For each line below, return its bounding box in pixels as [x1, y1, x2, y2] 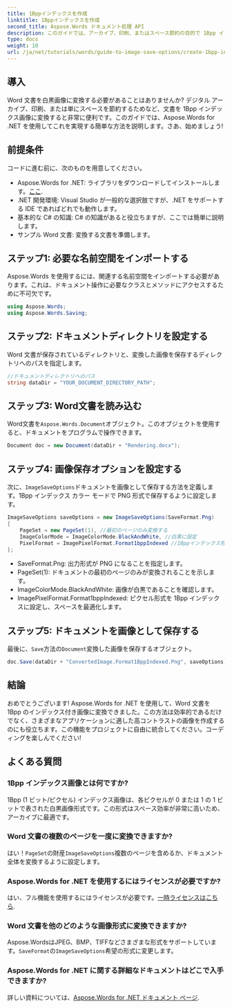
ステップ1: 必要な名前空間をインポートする [7, 252, 189, 264]
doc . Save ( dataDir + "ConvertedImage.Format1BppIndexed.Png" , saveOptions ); [7, 658, 230, 665]
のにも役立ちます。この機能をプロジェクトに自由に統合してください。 [7, 725, 206, 733]
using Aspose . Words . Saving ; [7, 309, 88, 317]
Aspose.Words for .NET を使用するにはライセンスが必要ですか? [7, 876, 221, 886]
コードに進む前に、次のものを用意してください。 [7, 163, 146, 172]
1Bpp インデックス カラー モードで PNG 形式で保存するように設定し [18, 492, 211, 500]
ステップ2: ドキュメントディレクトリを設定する [7, 330, 209, 343]
